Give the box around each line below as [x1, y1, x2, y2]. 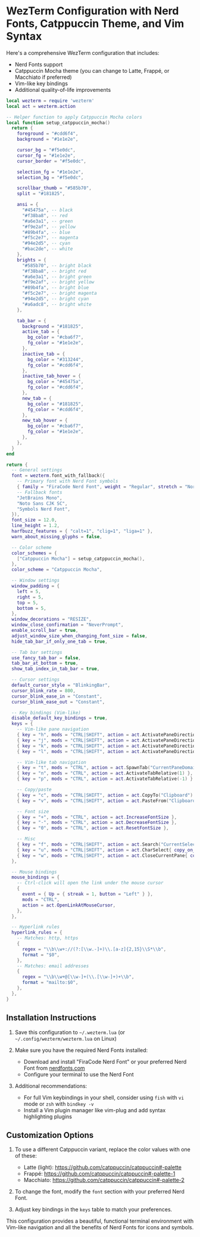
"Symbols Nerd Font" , [17, 506, 70, 512]
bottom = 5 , [17, 605, 46, 611]
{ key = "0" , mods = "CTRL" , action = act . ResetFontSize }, [17, 825, 169, 831]
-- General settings [11, 467, 62, 473]
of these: [14, 1152, 37, 1159]
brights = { [17, 257, 46, 263]
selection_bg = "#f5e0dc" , [17, 174, 84, 180]
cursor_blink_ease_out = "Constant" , [11, 699, 105, 705]
